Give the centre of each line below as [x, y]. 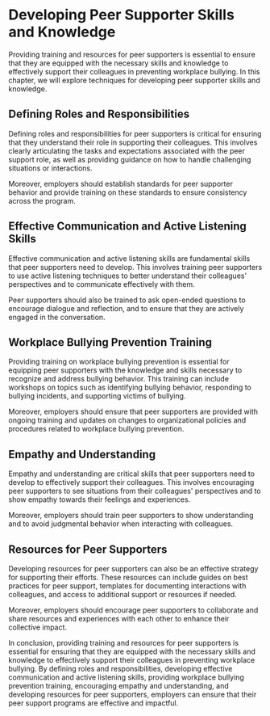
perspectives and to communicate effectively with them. [102, 284]
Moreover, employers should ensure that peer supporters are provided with [133, 412]
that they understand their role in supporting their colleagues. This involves [133, 142]
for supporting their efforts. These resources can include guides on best [128, 577]
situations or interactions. [50, 168]
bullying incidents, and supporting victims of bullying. [97, 396]
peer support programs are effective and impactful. [93, 703]
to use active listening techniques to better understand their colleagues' [128, 276]
